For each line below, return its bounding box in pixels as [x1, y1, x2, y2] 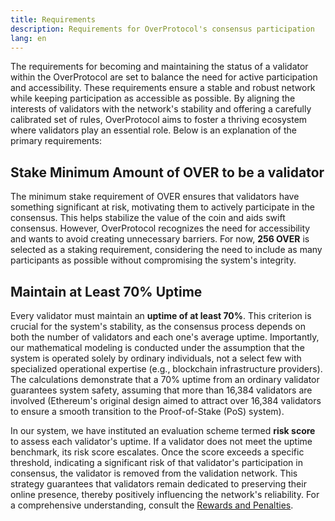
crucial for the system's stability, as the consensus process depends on [10, 321, 307, 332]
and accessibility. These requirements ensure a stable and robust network [10, 82, 316, 94]
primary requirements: [10, 135, 102, 147]
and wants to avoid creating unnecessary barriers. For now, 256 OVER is [10, 233, 310, 245]
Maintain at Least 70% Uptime [10, 283, 203, 300]
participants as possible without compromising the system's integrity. [10, 254, 297, 266]
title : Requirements [10, 14, 97, 25]
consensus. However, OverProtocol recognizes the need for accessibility [10, 222, 311, 235]
